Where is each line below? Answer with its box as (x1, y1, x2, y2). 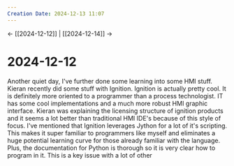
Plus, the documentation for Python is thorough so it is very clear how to (7, 144, 216, 152)
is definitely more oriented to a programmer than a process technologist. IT (7, 91, 224, 100)
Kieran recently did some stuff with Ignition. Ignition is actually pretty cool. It (7, 84, 227, 93)
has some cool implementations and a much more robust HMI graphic (7, 99, 208, 107)
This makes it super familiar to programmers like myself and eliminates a (7, 128, 216, 137)
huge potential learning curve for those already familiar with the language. (7, 136, 221, 144)
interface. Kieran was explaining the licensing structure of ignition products (7, 106, 224, 115)
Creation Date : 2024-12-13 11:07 (7, 10, 105, 17)
